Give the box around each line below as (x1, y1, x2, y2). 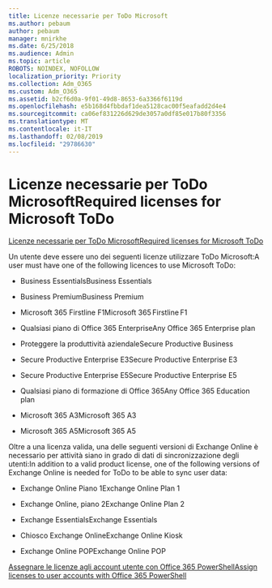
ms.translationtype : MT (8, 118, 89, 126)
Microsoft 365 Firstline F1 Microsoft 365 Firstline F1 (19, 307, 188, 317)
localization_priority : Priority (8, 72, 121, 80)
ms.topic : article (8, 58, 70, 66)
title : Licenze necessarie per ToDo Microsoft (8, 11, 168, 20)
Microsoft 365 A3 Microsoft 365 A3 (19, 410, 137, 420)
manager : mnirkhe (8, 34, 67, 43)
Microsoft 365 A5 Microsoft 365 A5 (19, 427, 136, 436)
